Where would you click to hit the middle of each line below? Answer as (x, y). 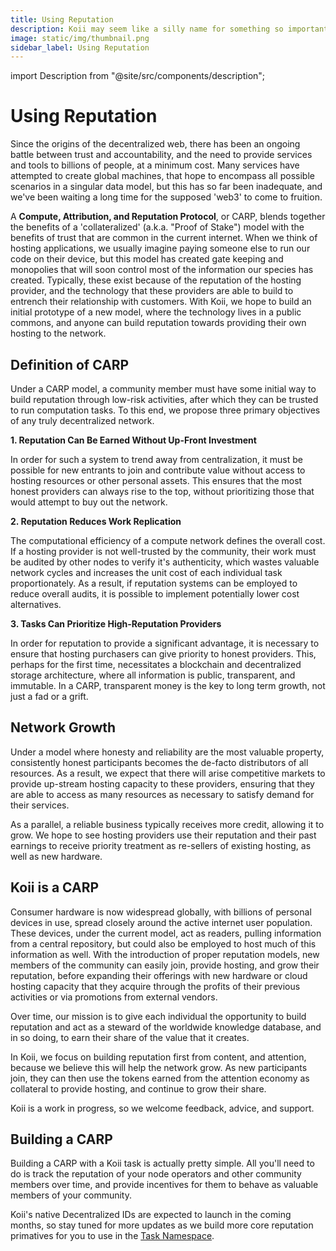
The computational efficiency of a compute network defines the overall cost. (168, 540)
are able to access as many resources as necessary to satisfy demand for (162, 794)
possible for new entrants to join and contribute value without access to (158, 470)
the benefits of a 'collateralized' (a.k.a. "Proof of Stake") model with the (157, 227)
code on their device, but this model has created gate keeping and (147, 259)
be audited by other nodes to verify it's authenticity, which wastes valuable (165, 562)
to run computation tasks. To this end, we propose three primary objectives (165, 410)
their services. (40, 805)
